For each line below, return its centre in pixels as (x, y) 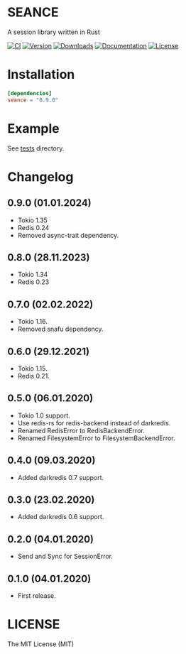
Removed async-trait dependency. (68, 235)
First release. (37, 596)
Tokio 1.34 (33, 275)
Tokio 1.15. (32, 369)
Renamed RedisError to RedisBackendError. (81, 430)
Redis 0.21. (33, 376)
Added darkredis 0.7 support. (61, 477)
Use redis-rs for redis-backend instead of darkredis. (94, 423)
